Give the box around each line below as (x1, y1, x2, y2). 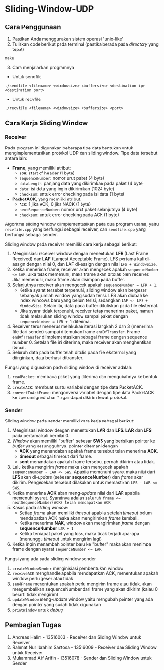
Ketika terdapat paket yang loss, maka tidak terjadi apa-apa (19, 530, 140, 536)
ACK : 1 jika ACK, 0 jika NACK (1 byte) (19, 201, 91, 207)
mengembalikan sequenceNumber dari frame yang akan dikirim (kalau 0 (12, 586, 158, 592)
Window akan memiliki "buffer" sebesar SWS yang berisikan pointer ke (12, 438, 155, 444)
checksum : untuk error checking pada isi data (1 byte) (19, 191, 125, 197)
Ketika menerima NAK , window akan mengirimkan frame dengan (19, 520, 150, 526)
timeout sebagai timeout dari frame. (19, 453, 93, 459)
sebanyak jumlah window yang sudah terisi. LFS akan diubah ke (19, 292, 148, 298)
